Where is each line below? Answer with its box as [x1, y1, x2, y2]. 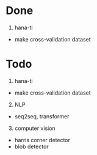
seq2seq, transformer [14, 112, 70, 120]
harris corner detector [14, 136, 71, 143]
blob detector [14, 143, 49, 150]
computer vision [14, 124, 56, 132]
